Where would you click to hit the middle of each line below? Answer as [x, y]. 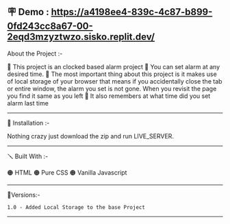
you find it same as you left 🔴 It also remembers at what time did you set [109, 96]
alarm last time [28, 103]
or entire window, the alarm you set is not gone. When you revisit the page [112, 88]
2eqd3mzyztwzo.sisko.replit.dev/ [81, 37]
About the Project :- [35, 53]
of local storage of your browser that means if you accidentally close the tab [115, 81]
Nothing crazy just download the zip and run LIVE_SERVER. [91, 136]
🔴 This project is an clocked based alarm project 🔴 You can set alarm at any [114, 66]
